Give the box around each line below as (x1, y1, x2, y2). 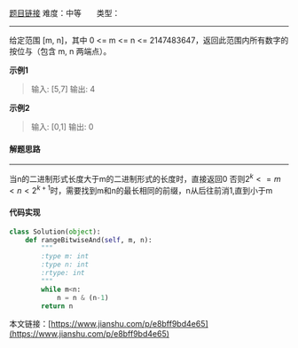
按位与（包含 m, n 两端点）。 (9, 46, 112, 56)
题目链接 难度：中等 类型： (9, 8, 121, 18)
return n (41, 301, 74, 311)
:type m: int (41, 252, 90, 261)
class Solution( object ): (9, 227, 101, 236)
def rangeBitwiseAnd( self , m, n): (25, 235, 153, 244)
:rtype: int (41, 269, 86, 278)
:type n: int (41, 260, 90, 269)
